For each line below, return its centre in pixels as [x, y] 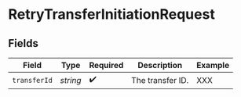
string [71, 80]
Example [213, 65]
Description [160, 65]
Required [106, 65]
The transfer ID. [160, 80]
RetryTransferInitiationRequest [112, 14]
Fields [24, 43]
